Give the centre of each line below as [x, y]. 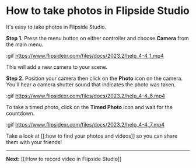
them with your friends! [34, 142]
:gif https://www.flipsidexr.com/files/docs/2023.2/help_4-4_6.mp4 [85, 96]
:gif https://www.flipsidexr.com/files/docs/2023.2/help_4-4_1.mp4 [85, 55]
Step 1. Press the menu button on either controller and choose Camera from [97, 38]
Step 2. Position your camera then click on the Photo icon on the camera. [94, 78]
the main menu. [25, 44]
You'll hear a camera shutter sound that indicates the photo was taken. [91, 84]
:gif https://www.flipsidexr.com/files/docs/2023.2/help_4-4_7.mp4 [85, 124]
